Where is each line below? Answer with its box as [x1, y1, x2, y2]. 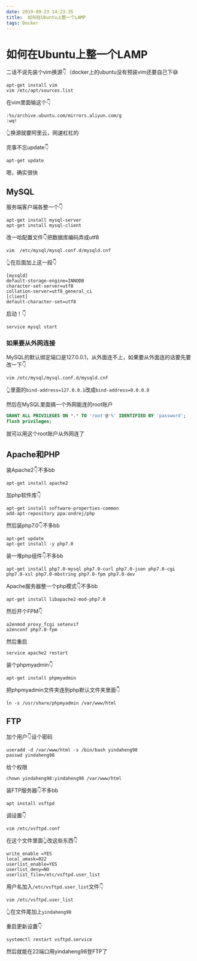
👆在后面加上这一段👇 [6, 259, 57, 266]
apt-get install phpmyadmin [6, 675, 77, 681]
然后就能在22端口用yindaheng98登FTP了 [6, 948, 108, 955]
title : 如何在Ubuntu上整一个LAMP [6, 14, 86, 20]
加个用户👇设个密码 [6, 733, 53, 740]
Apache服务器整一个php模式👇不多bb [6, 582, 98, 589]
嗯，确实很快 [6, 169, 38, 176]
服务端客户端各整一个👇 [6, 203, 63, 210]
